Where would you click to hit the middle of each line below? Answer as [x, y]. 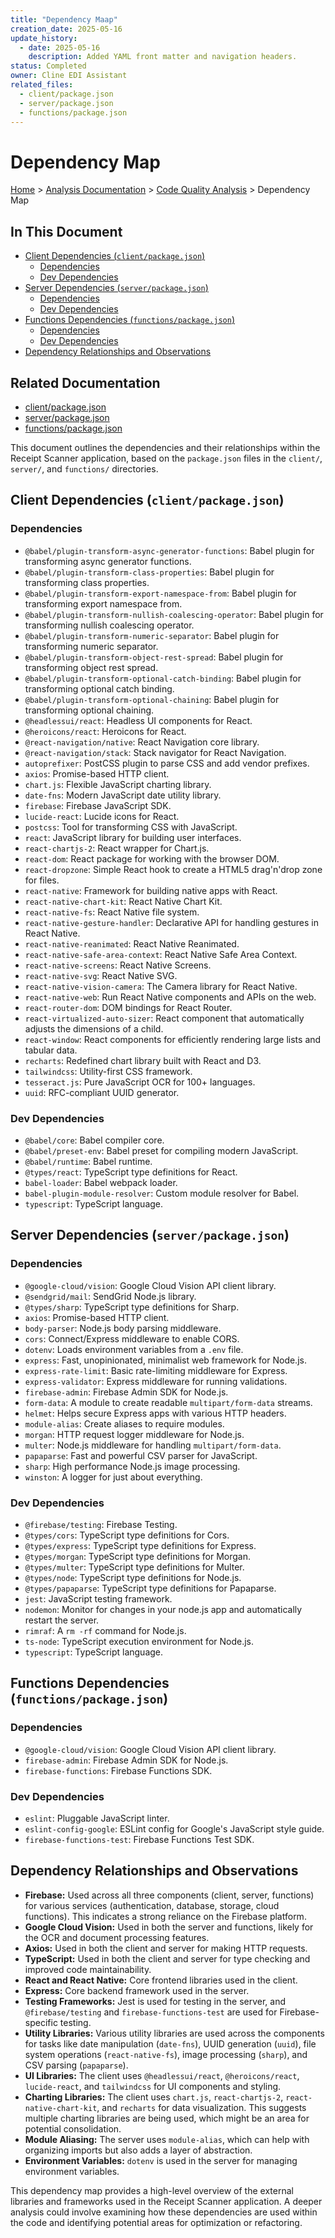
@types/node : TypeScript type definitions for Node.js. [133, 1577]
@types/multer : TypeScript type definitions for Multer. [134, 1567]
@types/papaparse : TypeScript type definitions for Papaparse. [150, 1588]
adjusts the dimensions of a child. [94, 1028]
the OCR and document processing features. [117, 1937]
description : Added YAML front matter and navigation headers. [163, 57]
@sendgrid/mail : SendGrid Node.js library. [110, 1296]
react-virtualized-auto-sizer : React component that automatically [164, 1018]
